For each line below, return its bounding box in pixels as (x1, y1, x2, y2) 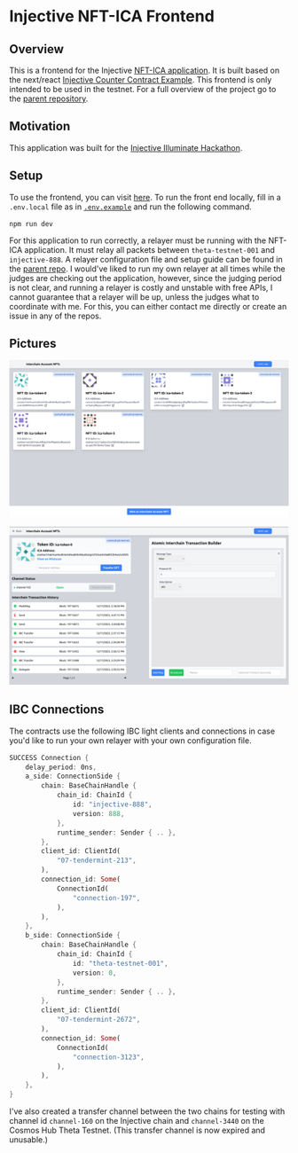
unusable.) (9, 1134, 49, 1145)
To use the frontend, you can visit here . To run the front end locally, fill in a (9, 192, 281, 202)
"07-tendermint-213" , (56, 856, 137, 866)
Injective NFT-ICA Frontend (9, 6, 215, 27)
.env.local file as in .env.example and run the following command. (9, 201, 252, 212)
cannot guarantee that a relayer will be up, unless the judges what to (9, 291, 260, 302)
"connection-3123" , (72, 1053, 145, 1062)
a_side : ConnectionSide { (25, 772, 122, 781)
